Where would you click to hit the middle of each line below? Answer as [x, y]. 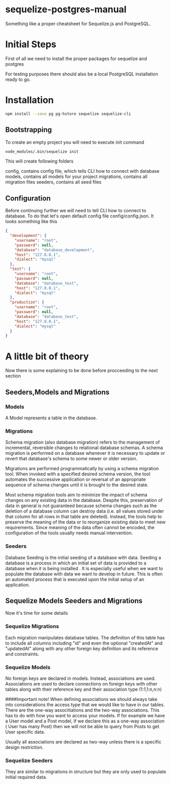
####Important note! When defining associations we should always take [81, 699]
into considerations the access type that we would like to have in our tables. [85, 705]
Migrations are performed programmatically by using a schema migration [82, 469]
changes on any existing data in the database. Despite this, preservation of [84, 500]
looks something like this [31, 222]
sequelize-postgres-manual [66, 9]
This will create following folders [40, 161]
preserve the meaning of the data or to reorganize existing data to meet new [86, 522]
